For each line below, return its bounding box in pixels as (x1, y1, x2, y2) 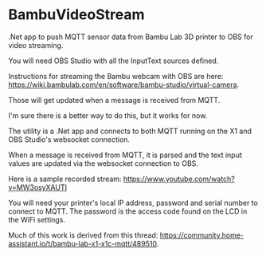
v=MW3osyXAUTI (8, 182, 68, 192)
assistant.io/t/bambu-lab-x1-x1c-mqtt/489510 (8, 238, 157, 248)
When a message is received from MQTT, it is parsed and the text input (8, 150, 242, 160)
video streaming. (8, 40, 64, 49)
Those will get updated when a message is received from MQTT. (8, 95, 221, 104)
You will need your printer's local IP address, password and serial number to (8, 198, 259, 207)
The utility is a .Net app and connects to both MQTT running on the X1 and (8, 126, 252, 136)
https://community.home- (159, 230, 244, 240)
